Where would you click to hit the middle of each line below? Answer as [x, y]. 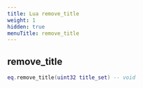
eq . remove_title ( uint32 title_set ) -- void [71, 78]
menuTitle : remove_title [43, 33]
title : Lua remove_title [43, 14]
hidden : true [26, 27]
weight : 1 [22, 20]
